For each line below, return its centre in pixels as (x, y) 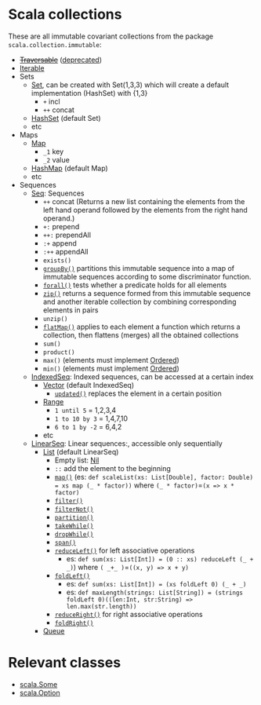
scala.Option (40, 692)
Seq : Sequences (58, 193)
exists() (57, 261)
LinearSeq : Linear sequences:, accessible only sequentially (127, 443)
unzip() (55, 319)
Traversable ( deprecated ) (61, 60)
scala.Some (38, 684)
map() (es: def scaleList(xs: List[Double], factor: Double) (154, 477)
